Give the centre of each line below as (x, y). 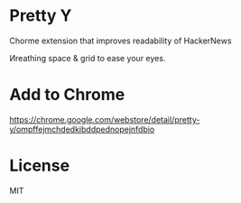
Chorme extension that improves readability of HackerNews (120, 41)
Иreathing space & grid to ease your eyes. (88, 58)
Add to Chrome (67, 95)
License (40, 166)
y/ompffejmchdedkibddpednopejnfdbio (82, 129)
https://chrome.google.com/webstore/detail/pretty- (105, 119)
